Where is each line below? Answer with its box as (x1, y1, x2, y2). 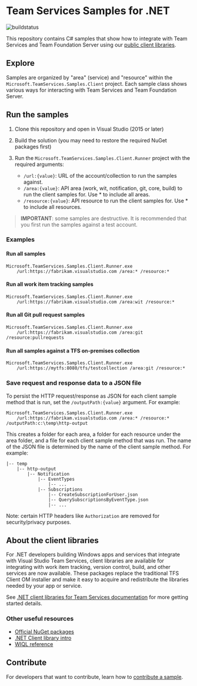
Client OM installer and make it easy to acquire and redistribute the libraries (6, 576, 189, 583)
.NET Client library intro (14, 634, 72, 641)
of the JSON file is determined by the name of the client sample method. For (6, 443, 191, 450)
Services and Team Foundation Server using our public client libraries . (6, 41, 176, 48)
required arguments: (14, 161, 65, 168)
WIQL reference (14, 640, 54, 648)
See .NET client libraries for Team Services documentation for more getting (6, 594, 189, 601)
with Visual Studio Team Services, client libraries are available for (6, 557, 165, 564)
